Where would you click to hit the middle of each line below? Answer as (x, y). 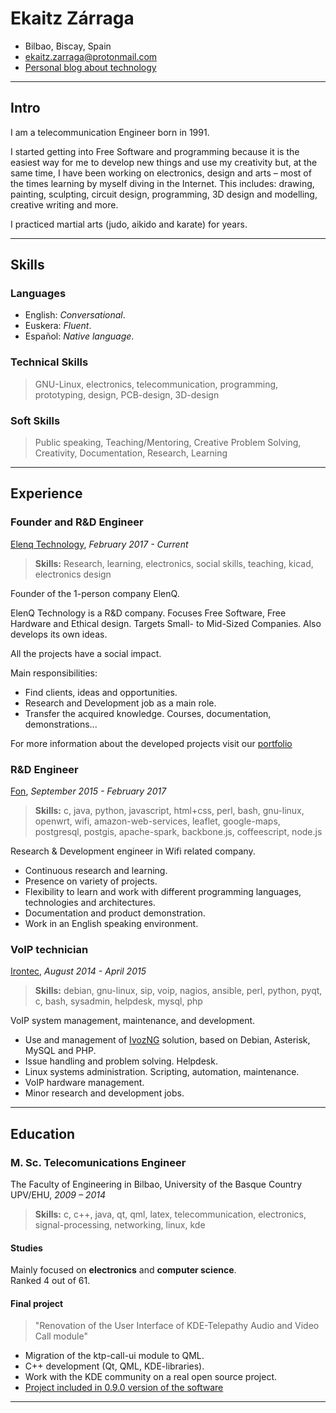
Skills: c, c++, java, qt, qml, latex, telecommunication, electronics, (170, 1214)
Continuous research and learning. (96, 871)
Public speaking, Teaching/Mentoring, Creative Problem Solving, (168, 443)
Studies (26, 1248)
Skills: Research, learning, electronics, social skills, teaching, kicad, (174, 563)
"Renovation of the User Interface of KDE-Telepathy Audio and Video (177, 1326)
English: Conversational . (75, 315)
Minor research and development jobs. (104, 1093)
